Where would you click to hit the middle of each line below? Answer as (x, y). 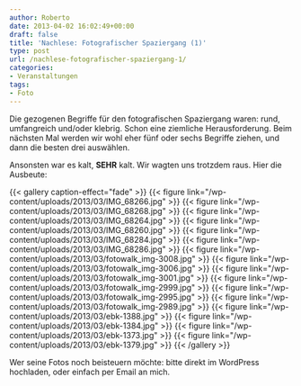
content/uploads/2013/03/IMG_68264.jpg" (88, 220)
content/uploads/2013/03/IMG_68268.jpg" (88, 211)
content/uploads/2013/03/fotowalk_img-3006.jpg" (102, 268)
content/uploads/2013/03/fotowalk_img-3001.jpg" (102, 278)
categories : (31, 68)
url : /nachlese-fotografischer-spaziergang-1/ (98, 59)
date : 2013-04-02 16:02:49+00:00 (72, 26)
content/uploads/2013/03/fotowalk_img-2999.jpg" (102, 287)
